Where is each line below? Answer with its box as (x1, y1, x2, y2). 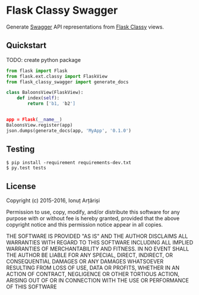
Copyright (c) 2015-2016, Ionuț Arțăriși (6, 197, 100, 204)
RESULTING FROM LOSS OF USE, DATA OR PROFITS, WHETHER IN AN (6, 264, 180, 271)
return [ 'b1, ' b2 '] (27, 101, 76, 107)
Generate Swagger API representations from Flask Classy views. (6, 23, 165, 30)
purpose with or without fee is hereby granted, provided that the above (6, 215, 180, 222)
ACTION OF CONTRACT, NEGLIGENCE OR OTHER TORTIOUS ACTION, (6, 271, 180, 278)
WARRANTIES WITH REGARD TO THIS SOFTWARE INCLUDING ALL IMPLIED (6, 239, 194, 246)
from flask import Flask (6, 68, 68, 74)
